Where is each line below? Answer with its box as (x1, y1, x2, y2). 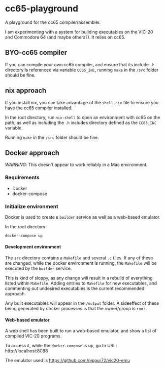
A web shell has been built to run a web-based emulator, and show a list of (5, 328, 157, 334)
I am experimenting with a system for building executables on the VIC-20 (5, 29, 154, 35)
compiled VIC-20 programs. (5, 333, 62, 339)
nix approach (5, 86, 47, 95)
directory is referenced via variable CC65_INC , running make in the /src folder (5, 67, 159, 73)
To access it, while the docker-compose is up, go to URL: (5, 343, 117, 349)
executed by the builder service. (5, 265, 72, 272)
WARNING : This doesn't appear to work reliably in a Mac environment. (5, 162, 148, 168)
